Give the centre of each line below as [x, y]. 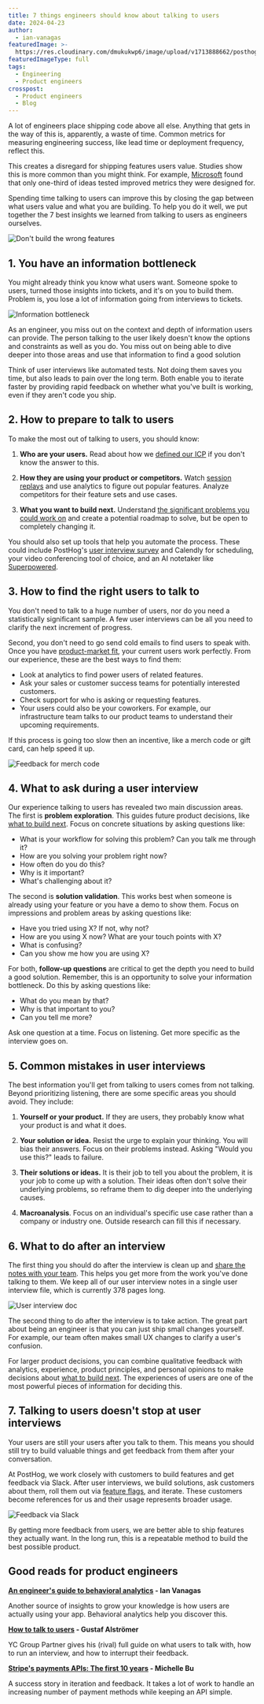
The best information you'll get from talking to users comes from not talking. [132, 1085]
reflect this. [27, 151]
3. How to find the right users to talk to [104, 592]
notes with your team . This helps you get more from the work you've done [128, 1273]
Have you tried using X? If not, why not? [84, 928]
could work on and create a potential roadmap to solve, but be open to [134, 518]
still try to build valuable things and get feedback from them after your [121, 1450]
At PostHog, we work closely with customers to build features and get [121, 1474]
